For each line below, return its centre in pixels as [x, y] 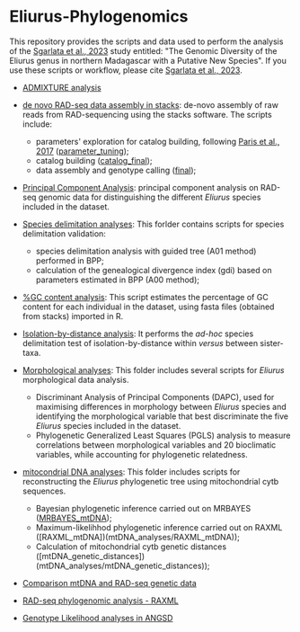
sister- [272, 343]
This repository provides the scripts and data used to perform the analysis [146, 41]
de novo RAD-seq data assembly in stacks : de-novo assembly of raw [150, 104]
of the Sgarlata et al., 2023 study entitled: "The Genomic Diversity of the [143, 50]
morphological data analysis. [75, 379]
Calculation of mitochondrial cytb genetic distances [131, 547]
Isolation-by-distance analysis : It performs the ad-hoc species [138, 334]
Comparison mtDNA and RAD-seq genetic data [110, 583]
